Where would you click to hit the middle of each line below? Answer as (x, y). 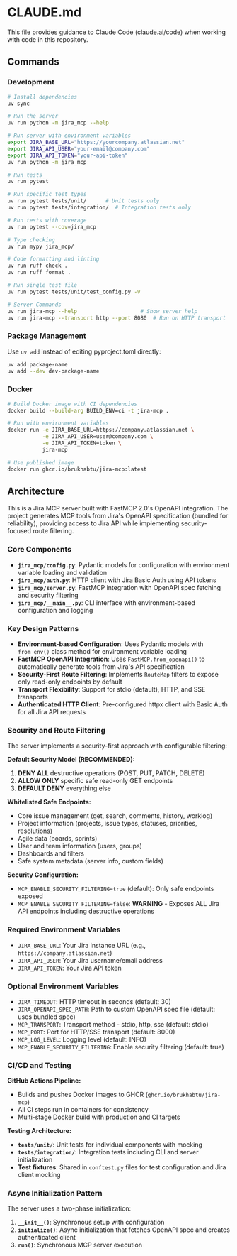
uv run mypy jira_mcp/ (41, 246)
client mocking (39, 1175)
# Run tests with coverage (47, 220)
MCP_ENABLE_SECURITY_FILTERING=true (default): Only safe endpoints (116, 889)
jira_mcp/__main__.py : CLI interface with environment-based (106, 602)
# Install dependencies (42, 97)
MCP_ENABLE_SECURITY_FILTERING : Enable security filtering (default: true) (121, 1047)
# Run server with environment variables (69, 136)
